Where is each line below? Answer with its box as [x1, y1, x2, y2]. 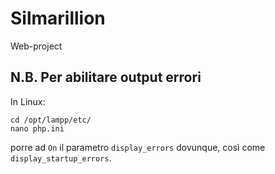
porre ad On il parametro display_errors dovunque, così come [10, 141, 266, 153]
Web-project [10, 40, 63, 52]
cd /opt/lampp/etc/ [10, 115, 92, 125]
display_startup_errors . [10, 152, 112, 164]
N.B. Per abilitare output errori [10, 69, 202, 86]
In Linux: [10, 95, 46, 107]
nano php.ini [10, 123, 65, 134]
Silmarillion [10, 7, 106, 30]
